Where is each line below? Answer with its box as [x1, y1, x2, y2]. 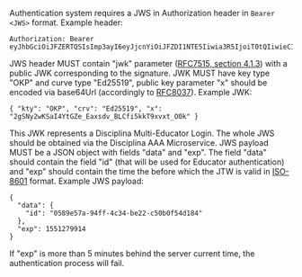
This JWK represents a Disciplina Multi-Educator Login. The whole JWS [9, 128, 275, 138]
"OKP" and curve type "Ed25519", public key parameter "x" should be [9, 77, 268, 88]
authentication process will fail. [9, 258, 125, 268]
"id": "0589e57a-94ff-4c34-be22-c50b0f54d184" [25, 209, 203, 218]
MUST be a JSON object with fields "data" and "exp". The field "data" [9, 147, 268, 157]
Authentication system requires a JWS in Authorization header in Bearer [9, 8, 276, 18]
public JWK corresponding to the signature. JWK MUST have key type [9, 67, 271, 78]
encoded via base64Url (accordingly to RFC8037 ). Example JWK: [9, 87, 253, 97]
